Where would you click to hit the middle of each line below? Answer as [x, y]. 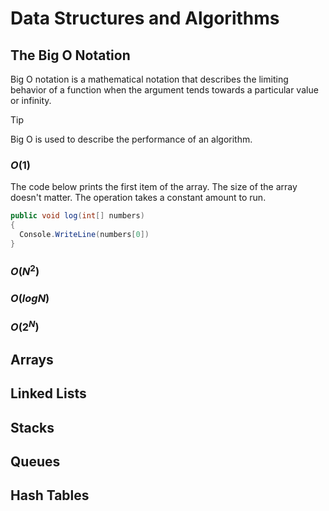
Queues [35, 462]
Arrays [32, 359]
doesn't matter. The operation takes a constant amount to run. [138, 198]
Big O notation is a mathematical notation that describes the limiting [149, 79]
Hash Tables [50, 495]
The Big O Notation [70, 55]
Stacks [32, 427]
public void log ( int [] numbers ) [77, 216]
